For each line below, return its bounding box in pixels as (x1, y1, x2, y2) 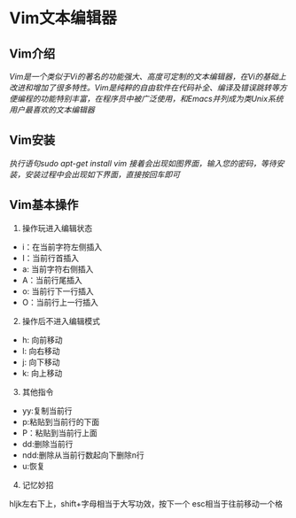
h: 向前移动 (21, 334, 64, 345)
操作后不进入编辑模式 (21, 315, 100, 326)
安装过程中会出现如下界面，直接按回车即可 (24, 169, 180, 180)
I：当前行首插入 (21, 252, 80, 263)
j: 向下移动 (21, 356, 60, 367)
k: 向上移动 (21, 367, 63, 378)
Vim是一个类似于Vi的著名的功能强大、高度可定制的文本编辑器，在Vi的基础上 (9, 72, 286, 81)
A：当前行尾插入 (21, 274, 82, 285)
